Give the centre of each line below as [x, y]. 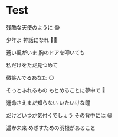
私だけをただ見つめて [32, 65]
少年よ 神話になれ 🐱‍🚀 [32, 40]
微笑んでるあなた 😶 [30, 77]
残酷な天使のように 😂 [33, 27]
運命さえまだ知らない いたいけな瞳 [48, 102]
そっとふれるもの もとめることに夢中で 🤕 [56, 90]
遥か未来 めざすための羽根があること [51, 128]
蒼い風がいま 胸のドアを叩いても [45, 52]
